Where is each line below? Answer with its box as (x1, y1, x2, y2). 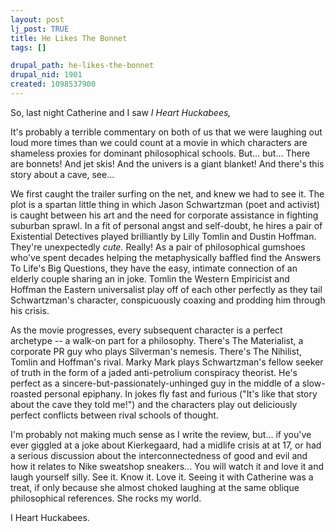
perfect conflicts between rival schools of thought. (10, 409, 219, 421)
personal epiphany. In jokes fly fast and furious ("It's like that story (43, 387, 318, 400)
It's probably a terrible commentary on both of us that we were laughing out (10, 126, 323, 138)
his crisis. (10, 304, 50, 316)
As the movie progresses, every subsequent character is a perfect (10, 324, 283, 336)
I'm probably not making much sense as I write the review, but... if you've (10, 428, 312, 440)
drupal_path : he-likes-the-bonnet (10, 61, 155, 71)
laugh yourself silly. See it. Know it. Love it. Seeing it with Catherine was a (10, 471, 314, 483)
